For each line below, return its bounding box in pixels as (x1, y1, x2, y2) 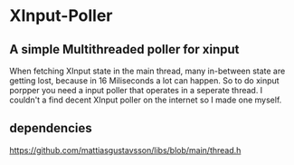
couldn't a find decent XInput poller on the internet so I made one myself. (9, 94, 282, 105)
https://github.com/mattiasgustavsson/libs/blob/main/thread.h (9, 144, 242, 155)
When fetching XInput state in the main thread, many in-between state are (9, 65, 286, 76)
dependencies (9, 121, 92, 136)
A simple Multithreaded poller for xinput (9, 42, 240, 57)
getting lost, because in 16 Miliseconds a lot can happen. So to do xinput (9, 75, 280, 86)
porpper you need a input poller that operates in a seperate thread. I (9, 85, 263, 95)
